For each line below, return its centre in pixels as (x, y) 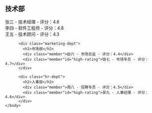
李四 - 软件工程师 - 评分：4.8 (35, 28)
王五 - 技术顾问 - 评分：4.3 (32, 34)
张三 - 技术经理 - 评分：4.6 (32, 22)
